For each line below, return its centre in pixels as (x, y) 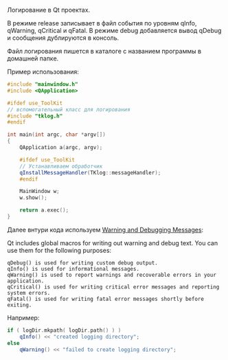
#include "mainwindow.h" (43, 85)
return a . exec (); (44, 210)
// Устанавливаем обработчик (61, 166)
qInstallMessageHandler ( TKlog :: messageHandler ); (90, 172)
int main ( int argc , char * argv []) (57, 135)
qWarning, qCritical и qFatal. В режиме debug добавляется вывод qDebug (114, 31)
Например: (23, 317)
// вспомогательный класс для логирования (69, 109)
